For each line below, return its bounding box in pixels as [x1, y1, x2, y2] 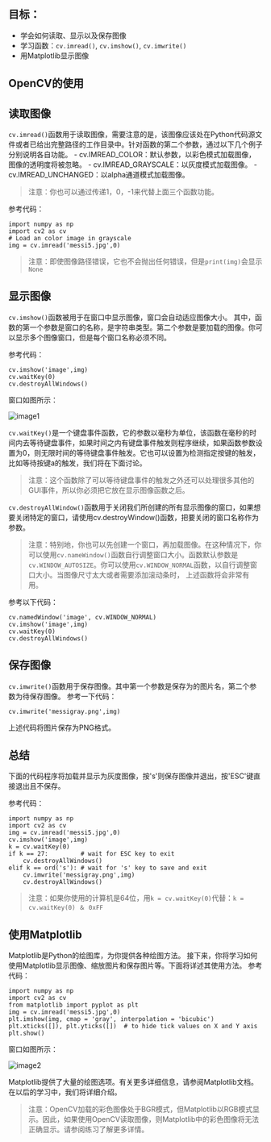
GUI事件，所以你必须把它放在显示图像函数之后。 [27, 485, 190, 494]
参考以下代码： [8, 597, 58, 606]
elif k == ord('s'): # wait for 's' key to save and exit [8, 864, 207, 873]
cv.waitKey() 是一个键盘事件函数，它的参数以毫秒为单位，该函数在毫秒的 [8, 427, 250, 437]
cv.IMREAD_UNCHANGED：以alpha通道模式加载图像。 [8, 170, 190, 180]
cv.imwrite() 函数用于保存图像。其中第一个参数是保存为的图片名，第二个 [8, 681, 250, 691]
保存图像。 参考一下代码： [29, 691, 117, 701]
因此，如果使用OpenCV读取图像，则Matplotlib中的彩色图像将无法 [42, 1115, 260, 1124]
